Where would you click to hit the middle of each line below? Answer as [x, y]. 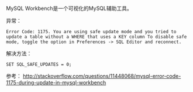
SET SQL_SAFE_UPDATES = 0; [39, 65]
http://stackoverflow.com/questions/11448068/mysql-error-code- [102, 76]
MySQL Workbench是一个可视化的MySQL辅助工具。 [69, 8]
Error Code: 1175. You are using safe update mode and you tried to [91, 32]
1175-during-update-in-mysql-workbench [56, 83]
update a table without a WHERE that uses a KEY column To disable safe [96, 37]
